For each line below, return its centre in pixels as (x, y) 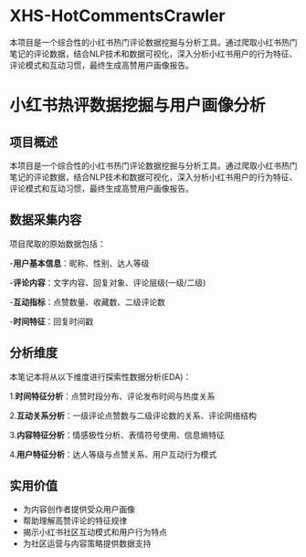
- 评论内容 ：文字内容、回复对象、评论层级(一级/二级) (108, 282)
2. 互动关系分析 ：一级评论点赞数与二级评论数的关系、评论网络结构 (133, 415)
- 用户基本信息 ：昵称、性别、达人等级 (79, 263)
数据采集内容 (46, 220)
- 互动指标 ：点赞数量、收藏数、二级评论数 (88, 301)
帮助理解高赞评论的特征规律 (75, 520)
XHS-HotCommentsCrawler (117, 16)
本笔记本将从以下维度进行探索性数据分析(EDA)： (100, 376)
